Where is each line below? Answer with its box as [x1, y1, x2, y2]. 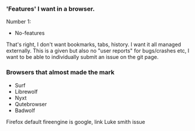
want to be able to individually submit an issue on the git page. [6, 54, 159, 61]
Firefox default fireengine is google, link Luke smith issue [6, 118, 145, 125]
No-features [14, 30, 45, 37]
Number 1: [6, 18, 31, 25]
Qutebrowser [14, 100, 47, 107]
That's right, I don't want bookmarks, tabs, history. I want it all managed [6, 41, 181, 48]
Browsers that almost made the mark [6, 68, 114, 77]
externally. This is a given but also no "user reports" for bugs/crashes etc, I [6, 47, 190, 54]
